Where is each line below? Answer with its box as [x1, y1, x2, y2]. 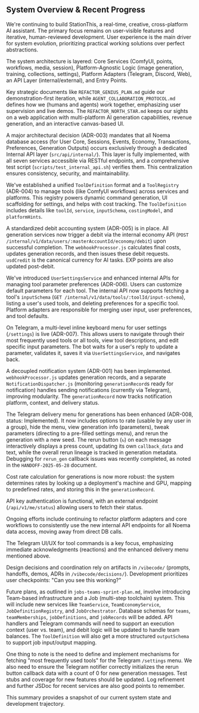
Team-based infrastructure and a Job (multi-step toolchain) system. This [6, 594, 185, 601]
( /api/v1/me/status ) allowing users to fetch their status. [6, 503, 143, 510]
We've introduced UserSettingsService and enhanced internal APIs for [6, 274, 179, 281]
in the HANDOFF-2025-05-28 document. [6, 461, 97, 469]
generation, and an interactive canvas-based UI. [6, 120, 125, 127]
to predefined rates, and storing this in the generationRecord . [6, 485, 156, 492]
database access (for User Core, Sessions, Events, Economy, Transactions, [6, 137, 191, 145]
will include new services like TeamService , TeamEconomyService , [6, 601, 161, 608]
